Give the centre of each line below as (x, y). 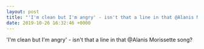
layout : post (23, 12)
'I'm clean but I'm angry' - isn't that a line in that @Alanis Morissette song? (100, 40)
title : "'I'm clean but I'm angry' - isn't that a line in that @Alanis (100, 17)
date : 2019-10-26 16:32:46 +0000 (49, 23)
